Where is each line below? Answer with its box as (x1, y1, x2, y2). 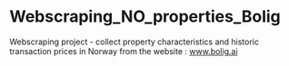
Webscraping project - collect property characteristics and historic (9, 36, 259, 47)
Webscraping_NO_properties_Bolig (9, 6, 281, 27)
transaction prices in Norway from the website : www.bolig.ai (9, 45, 238, 56)
